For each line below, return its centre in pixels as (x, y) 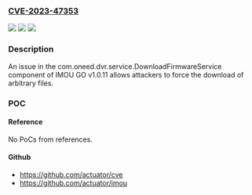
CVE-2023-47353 (44, 11)
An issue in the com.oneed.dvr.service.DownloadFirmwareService (115, 66)
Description (31, 49)
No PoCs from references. (50, 139)
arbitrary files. (31, 83)
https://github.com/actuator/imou (73, 182)
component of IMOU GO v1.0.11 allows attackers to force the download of (126, 74)
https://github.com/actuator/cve (71, 175)
